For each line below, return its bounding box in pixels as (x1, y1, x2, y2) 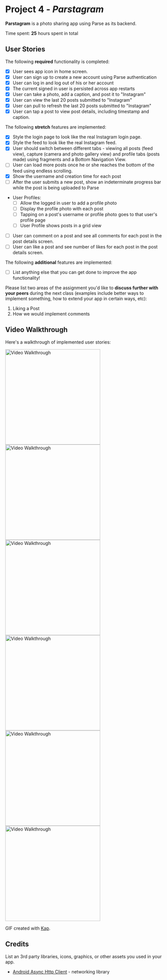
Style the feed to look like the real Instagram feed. (12, 140, 117, 146)
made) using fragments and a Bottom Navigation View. (12, 157, 127, 163)
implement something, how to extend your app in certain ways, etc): (5, 296, 147, 302)
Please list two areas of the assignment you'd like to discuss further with (5, 285, 158, 291)
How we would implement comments (12, 311, 90, 317)
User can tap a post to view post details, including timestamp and (12, 108, 149, 115)
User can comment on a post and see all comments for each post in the (12, 232, 162, 238)
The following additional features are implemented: (5, 259, 112, 265)
